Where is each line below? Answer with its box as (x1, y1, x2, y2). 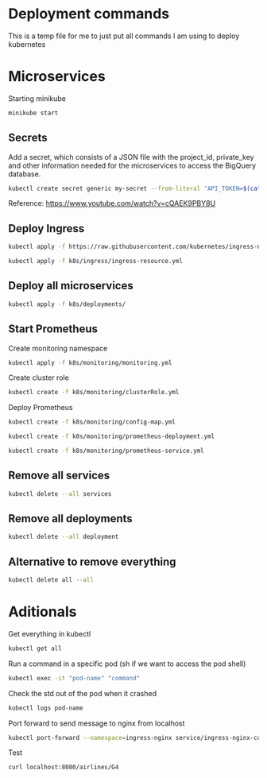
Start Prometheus (8, 323, 98, 336)
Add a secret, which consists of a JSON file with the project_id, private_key (8, 152, 254, 161)
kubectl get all (8, 644, 62, 652)
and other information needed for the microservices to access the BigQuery (8, 161, 257, 170)
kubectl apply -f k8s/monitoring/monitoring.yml (8, 358, 172, 366)
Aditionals (8, 603, 77, 621)
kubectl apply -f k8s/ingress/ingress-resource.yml (8, 257, 183, 265)
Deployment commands (8, 5, 169, 23)
